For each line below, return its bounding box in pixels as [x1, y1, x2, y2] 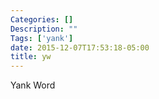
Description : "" [10, 24, 78, 34]
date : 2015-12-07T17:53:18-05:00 [10, 42, 150, 53]
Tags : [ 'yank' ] [10, 33, 74, 43]
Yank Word [10, 79, 56, 91]
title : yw [10, 52, 52, 62]
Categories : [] [10, 14, 74, 25]
